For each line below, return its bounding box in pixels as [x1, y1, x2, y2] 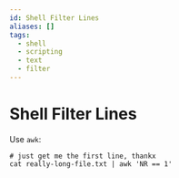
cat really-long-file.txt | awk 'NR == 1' [9, 159, 173, 169]
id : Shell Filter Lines [9, 13, 100, 23]
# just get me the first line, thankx [9, 152, 156, 161]
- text [17, 56, 43, 65]
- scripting [17, 47, 64, 57]
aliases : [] [9, 22, 55, 31]
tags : [9, 30, 30, 39]
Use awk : [9, 133, 42, 144]
